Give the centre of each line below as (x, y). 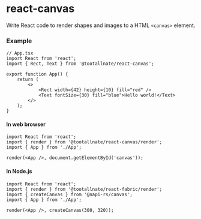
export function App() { (37, 74)
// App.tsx (20, 53)
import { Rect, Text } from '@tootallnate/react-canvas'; (80, 64)
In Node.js (19, 171)
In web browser (26, 124)
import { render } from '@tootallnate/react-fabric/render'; (84, 189)
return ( (28, 80)
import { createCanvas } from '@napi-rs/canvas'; (70, 194)
